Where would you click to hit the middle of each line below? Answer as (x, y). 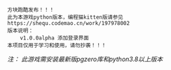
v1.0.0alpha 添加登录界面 (54, 38)
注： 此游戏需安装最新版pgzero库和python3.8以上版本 (85, 59)
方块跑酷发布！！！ (31, 10)
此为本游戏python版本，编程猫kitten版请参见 (66, 17)
